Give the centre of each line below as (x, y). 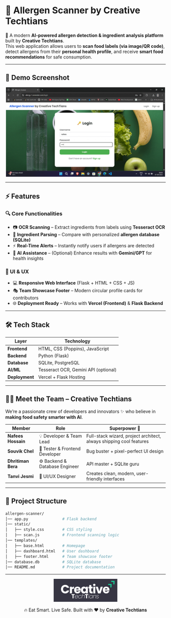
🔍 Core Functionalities (34, 214)
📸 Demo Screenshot (37, 78)
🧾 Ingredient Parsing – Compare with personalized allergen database (86, 234)
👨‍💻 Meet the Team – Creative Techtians (69, 399)
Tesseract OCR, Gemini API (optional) (77, 370)
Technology (77, 341)
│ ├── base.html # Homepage (45, 546)
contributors (26, 298)
